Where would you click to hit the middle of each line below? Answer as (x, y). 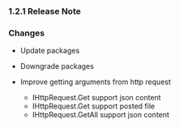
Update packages (50, 51)
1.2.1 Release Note (45, 11)
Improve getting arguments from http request (96, 82)
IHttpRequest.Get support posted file (94, 106)
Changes (27, 32)
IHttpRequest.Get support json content (96, 98)
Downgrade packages (57, 66)
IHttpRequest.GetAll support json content (101, 115)
